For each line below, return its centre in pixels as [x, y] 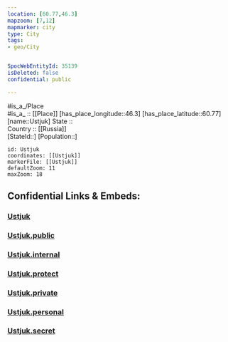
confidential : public [39, 79]
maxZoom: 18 [25, 174]
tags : [15, 41]
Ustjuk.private [33, 293]
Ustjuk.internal [34, 254]
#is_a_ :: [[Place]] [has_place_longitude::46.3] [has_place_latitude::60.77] [114, 113]
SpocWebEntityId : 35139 [43, 66]
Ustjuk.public [31, 235]
